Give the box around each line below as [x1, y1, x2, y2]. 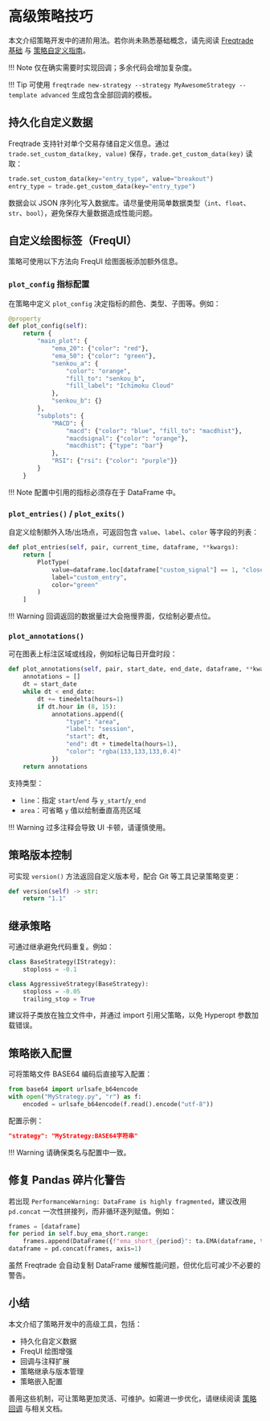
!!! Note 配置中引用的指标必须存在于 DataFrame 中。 [8, 487, 181, 497]
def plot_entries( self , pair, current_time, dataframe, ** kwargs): [8, 543, 239, 551]
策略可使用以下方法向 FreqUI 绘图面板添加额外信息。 [8, 257, 182, 266]
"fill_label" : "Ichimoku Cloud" [65, 382, 174, 390]
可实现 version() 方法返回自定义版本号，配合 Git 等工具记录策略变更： [8, 871, 241, 881]
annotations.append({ [51, 710, 125, 718]
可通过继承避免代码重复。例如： [8, 942, 114, 952]
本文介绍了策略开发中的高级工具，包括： [8, 1319, 142, 1328]
